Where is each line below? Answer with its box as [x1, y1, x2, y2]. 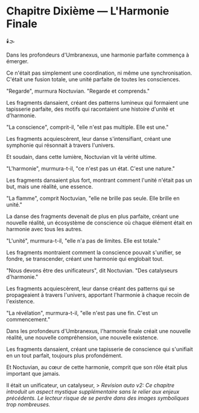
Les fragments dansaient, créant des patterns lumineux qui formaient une [6, 99, 189, 106]
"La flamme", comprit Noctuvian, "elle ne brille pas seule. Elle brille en [6, 194, 180, 202]
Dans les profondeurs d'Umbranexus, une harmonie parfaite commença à [6, 51, 189, 58]
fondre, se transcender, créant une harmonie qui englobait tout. [6, 255, 164, 262]
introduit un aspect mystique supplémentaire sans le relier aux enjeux [6, 388, 180, 395]
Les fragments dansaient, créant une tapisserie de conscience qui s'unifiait [6, 345, 193, 353]
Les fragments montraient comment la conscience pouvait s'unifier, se [6, 249, 182, 256]
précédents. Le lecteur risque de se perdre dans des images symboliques [6, 394, 189, 402]
